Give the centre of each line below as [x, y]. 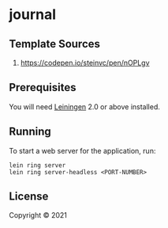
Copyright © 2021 [38, 215]
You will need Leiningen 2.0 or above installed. [85, 106]
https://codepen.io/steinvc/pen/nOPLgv [85, 63]
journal [33, 15]
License [29, 197]
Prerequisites [43, 87]
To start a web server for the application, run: [82, 150]
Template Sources [55, 44]
